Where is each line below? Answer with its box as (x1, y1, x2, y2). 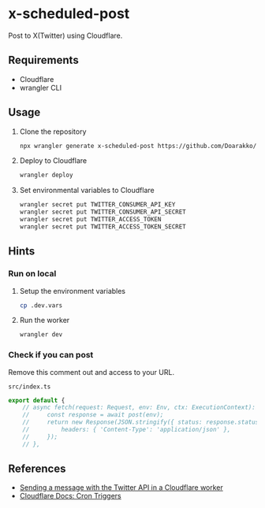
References (8, 462, 66, 476)
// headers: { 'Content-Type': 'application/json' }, (22, 426, 231, 434)
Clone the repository (19, 127, 87, 136)
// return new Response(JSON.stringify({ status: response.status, (22, 418, 263, 426)
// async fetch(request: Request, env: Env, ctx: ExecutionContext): (22, 403, 256, 412)
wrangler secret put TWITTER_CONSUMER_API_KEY (19, 201, 176, 209)
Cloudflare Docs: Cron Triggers (19, 491, 121, 501)
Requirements (8, 54, 79, 67)
